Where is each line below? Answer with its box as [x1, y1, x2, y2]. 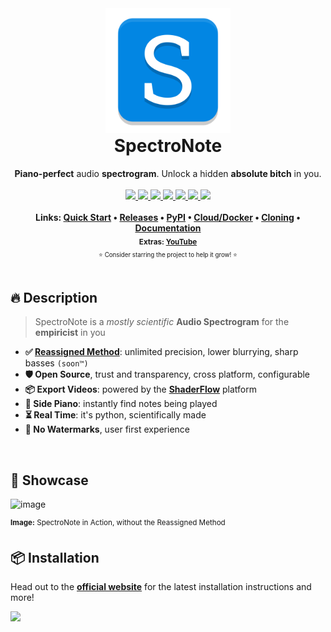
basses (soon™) [24, 357, 89, 369]
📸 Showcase [10, 472, 89, 489]
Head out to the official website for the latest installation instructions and [10, 581, 312, 593]
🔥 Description [10, 289, 98, 306]
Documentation [134, 222, 202, 234]
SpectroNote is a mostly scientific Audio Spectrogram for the [34, 316, 290, 328]
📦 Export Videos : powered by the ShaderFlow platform [24, 383, 257, 396]
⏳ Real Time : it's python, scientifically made [24, 409, 207, 421]
